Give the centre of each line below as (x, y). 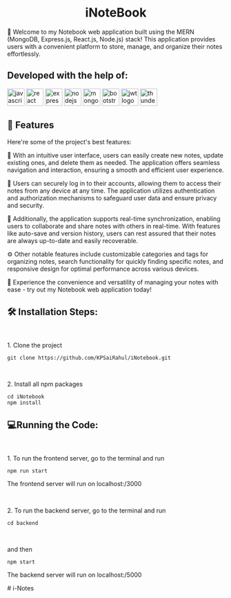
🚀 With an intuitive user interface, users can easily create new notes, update (115, 155)
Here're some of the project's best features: (70, 142)
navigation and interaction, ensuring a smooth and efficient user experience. (115, 170)
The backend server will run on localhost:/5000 (74, 575)
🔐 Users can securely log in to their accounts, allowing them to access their (114, 183)
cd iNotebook (26, 397)
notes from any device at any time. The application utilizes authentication (111, 191)
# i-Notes (21, 588)
